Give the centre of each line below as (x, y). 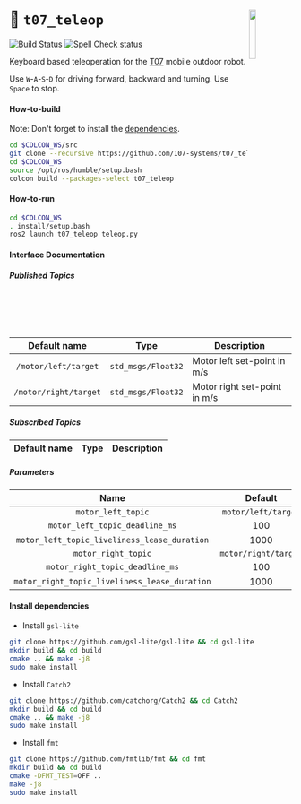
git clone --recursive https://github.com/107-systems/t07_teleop (136, 154)
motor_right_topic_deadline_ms (112, 567)
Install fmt (40, 743)
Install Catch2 (47, 684)
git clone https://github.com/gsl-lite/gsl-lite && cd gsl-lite (132, 642)
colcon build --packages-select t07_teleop (92, 178)
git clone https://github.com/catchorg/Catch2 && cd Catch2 (124, 700)
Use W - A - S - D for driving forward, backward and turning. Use (119, 78)
